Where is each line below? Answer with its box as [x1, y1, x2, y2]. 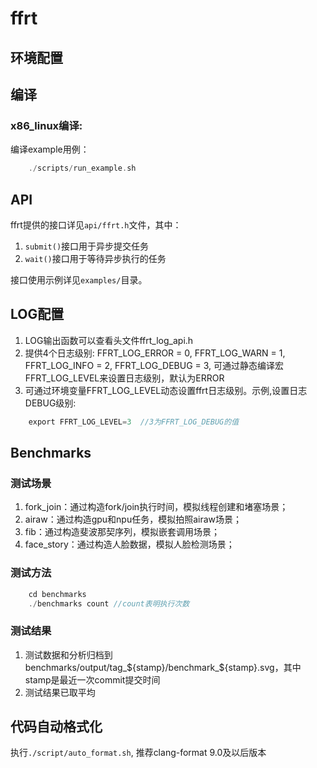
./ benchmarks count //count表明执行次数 [28, 598, 190, 609]
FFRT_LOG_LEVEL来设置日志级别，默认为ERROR [24, 372, 225, 384]
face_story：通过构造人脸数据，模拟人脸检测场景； [24, 538, 235, 551]
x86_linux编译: [10, 118, 83, 132]
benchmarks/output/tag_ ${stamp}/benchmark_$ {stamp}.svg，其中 [24, 661, 302, 673]
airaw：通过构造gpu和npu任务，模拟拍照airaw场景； [24, 513, 243, 526]
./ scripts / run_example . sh [28, 163, 137, 174]
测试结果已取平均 [24, 686, 96, 698]
